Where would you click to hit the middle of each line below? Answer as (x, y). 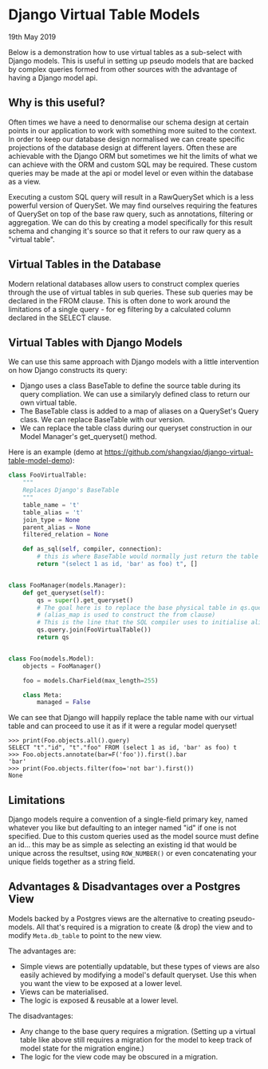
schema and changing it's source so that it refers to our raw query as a (125, 231)
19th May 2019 (32, 37)
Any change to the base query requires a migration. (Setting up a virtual (138, 1031)
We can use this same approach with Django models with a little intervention (134, 362)
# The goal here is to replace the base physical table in (137, 608)
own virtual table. (48, 403)
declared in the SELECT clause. (60, 318)
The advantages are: (42, 951)
